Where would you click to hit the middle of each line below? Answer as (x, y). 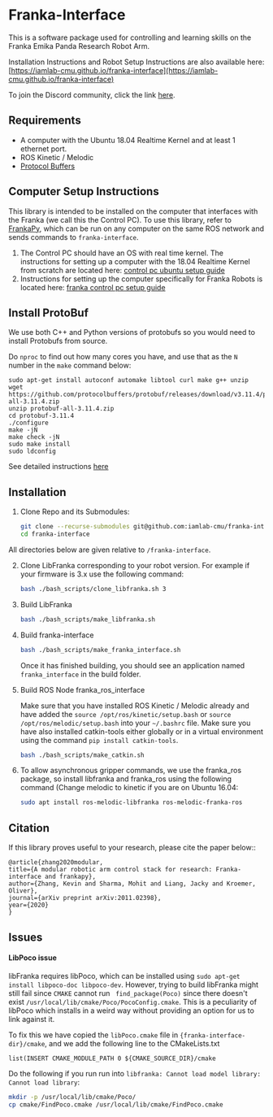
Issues (26, 937)
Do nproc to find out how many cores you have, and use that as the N (123, 357)
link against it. (32, 1019)
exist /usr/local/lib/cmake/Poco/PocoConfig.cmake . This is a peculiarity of (133, 1002)
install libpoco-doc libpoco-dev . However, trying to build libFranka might (133, 984)
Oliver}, (23, 891)
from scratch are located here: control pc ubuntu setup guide (122, 270)
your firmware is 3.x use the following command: (102, 574)
